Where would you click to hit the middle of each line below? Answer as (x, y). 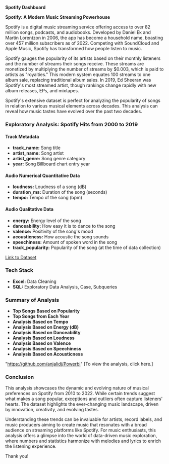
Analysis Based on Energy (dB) (46, 327)
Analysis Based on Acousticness (48, 354)
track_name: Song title (36, 148)
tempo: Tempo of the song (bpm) (47, 198)
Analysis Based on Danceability (46, 333)
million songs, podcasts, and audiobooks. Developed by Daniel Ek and (78, 32)
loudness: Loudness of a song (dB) (49, 187)
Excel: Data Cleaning (34, 281)
